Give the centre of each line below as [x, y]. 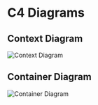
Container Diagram [50, 77]
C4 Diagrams [46, 13]
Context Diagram [45, 39]
